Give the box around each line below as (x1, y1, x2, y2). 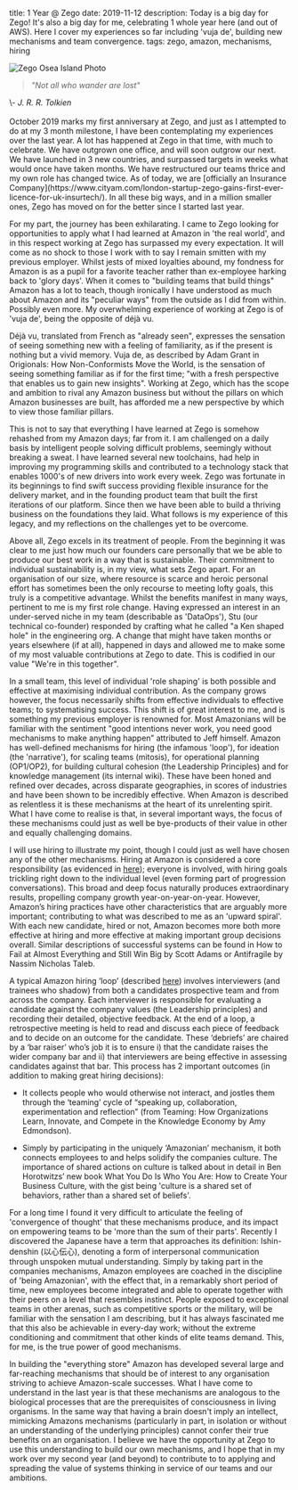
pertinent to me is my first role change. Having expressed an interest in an (9, 602, 280, 612)
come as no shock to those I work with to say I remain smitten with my (9, 247, 267, 258)
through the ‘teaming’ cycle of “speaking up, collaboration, (21, 1097, 238, 1108)
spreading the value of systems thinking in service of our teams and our (9, 1463, 273, 1473)
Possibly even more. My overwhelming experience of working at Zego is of (9, 304, 285, 315)
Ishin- (261, 1236, 282, 1246)
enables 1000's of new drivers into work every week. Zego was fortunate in (9, 471, 286, 481)
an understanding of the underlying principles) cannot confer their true (9, 1425, 270, 1436)
